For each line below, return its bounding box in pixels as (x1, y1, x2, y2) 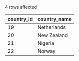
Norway (37, 48, 56, 54)
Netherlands (37, 24, 66, 31)
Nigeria (37, 40, 55, 46)
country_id (7, 16, 33, 22)
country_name (37, 16, 72, 22)
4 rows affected (5, 4, 37, 10)
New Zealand (37, 32, 68, 39)
